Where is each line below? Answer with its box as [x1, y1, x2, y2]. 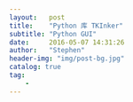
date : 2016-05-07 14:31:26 [9, 37, 125, 47]
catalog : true [9, 63, 62, 72]
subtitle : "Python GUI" [9, 29, 98, 38]
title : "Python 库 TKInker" [9, 21, 124, 30]
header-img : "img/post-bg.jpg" [9, 54, 125, 63]
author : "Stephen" [9, 46, 86, 55]
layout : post [9, 12, 66, 22]
